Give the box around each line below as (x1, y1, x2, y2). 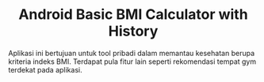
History (108, 22, 159, 40)
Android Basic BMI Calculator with (18, 6, 248, 24)
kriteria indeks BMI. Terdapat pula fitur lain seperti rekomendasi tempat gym (8, 57, 256, 66)
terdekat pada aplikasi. (8, 65, 82, 74)
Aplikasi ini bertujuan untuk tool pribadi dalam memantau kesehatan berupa (8, 48, 255, 58)
